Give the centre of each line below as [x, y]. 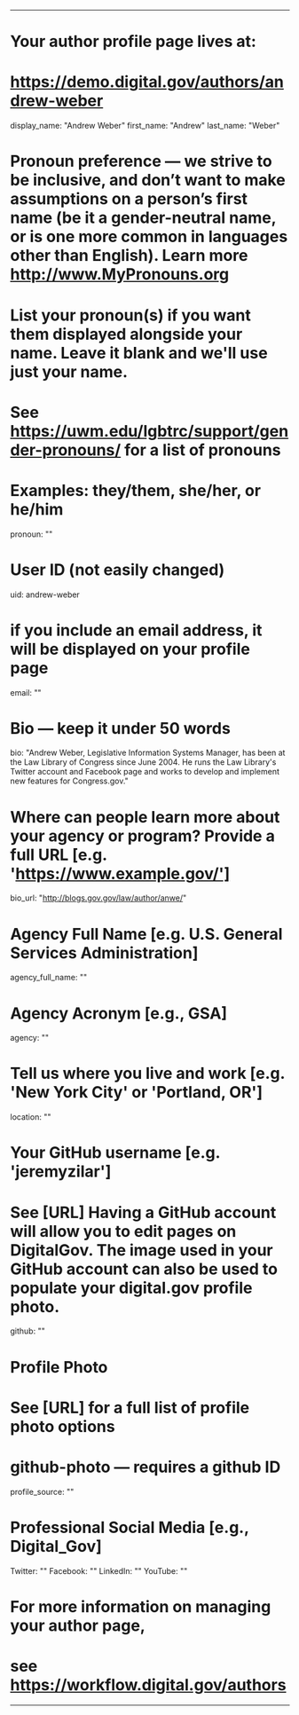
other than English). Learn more [129, 256]
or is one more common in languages [149, 237]
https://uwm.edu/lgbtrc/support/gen [149, 431]
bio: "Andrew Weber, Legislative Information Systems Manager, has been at [148, 753]
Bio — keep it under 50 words [121, 728]
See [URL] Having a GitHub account [143, 1212]
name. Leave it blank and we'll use [139, 353]
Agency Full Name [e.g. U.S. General [146, 934]
